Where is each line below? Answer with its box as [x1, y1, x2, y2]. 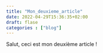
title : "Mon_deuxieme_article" [6, 8, 83, 15]
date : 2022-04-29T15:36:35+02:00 [6, 14, 88, 20]
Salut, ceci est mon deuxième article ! [6, 41, 97, 48]
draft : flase [6, 19, 38, 25]
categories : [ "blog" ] [6, 24, 62, 31]
